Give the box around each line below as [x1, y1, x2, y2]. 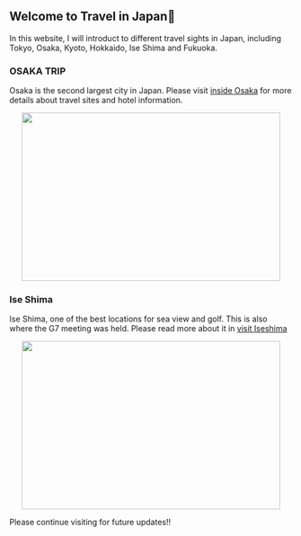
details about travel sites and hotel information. [9, 95, 183, 106]
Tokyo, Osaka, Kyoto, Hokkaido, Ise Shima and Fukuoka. [9, 42, 218, 53]
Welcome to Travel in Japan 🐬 [9, 9, 176, 24]
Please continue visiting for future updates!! [9, 517, 172, 528]
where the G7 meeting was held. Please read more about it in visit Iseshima [9, 323, 288, 334]
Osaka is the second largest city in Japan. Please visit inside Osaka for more [9, 85, 292, 96]
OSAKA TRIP [9, 65, 66, 77]
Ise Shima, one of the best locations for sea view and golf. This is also [9, 313, 268, 324]
